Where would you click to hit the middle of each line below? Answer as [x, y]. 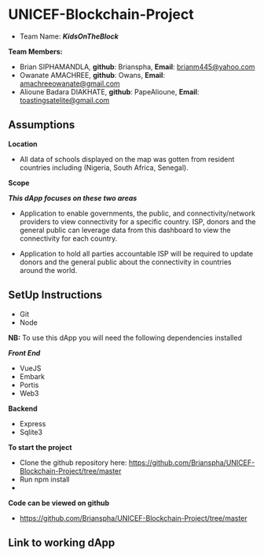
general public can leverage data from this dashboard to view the [125, 230]
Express [33, 423]
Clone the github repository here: [73, 463]
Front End [24, 352]
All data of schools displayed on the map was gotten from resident [127, 159]
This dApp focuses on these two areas [73, 197]
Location [23, 144]
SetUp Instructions [55, 295]
